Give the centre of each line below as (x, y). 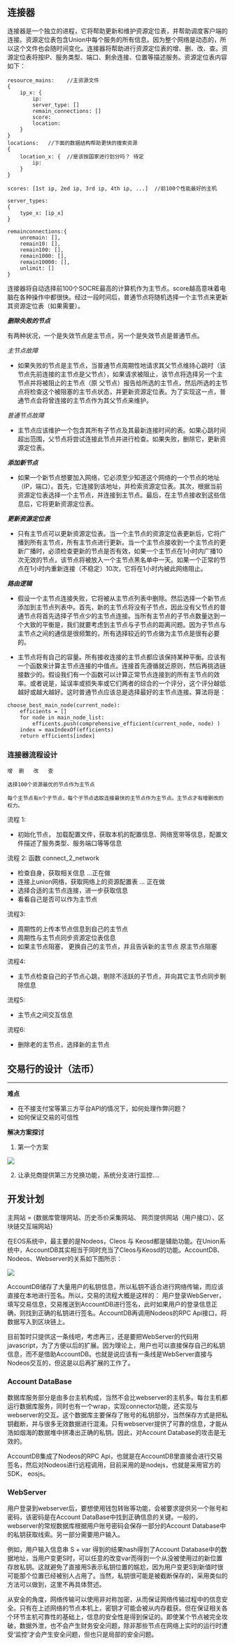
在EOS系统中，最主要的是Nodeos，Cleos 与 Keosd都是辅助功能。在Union (114, 1241)
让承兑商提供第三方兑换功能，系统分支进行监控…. (88, 1175)
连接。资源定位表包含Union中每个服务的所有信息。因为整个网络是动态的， (114, 39)
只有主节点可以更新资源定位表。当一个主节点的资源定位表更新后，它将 (119, 533)
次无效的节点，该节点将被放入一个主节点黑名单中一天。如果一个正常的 (119, 560)
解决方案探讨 (26, 1132)
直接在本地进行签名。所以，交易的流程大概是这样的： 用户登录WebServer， (116, 1295)
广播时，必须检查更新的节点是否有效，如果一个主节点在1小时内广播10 (123, 551)
